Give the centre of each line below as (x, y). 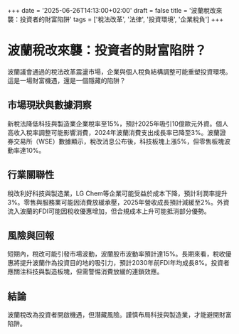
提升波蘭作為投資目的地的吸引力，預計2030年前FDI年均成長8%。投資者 (124, 263)
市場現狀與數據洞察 (49, 105)
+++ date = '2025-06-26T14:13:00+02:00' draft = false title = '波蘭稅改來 (115, 10)
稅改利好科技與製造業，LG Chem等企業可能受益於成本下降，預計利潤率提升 (117, 193)
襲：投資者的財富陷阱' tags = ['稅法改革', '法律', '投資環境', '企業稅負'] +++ (116, 19)
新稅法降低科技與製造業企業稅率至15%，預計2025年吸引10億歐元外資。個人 (118, 124)
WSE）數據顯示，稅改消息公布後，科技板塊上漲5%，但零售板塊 (131, 141)
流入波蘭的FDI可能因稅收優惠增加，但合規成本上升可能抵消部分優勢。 (109, 211)
